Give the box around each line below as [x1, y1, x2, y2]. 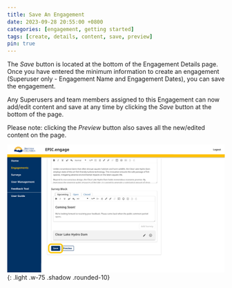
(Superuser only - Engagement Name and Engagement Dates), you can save [7, 75, 225, 83]
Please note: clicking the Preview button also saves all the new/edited [7, 124, 206, 132]
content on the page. [7, 131, 67, 140]
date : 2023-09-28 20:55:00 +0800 [7, 18, 104, 26]
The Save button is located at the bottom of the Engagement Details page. [7, 60, 219, 68]
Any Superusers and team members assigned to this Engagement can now [7, 95, 220, 104]
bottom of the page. [7, 111, 64, 119]
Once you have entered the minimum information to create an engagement [7, 68, 220, 76]
